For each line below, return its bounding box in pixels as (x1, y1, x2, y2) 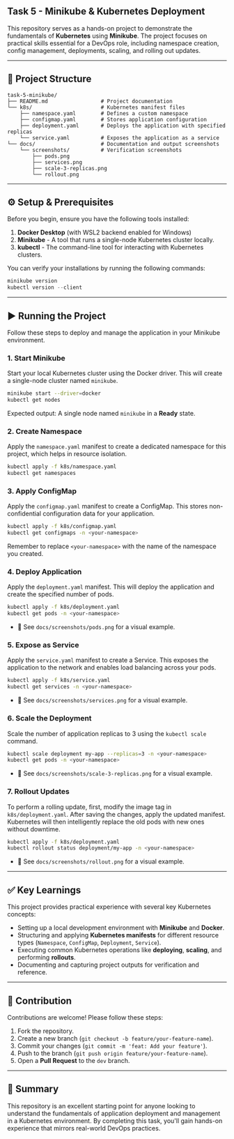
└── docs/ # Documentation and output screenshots (7, 140, 219, 147)
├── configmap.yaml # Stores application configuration (19, 116, 208, 123)
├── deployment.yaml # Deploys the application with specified (19, 122, 226, 129)
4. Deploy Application (7, 567, 82, 577)
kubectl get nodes (7, 397, 61, 404)
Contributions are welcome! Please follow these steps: (7, 1013, 164, 1021)
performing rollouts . (17, 953, 76, 962)
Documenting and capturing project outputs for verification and (17, 960, 200, 969)
